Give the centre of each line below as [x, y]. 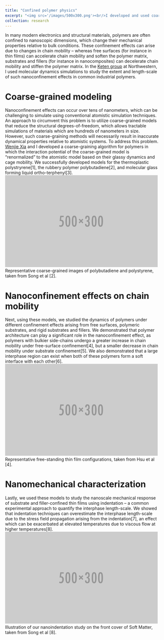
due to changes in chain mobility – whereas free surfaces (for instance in [78, 51]
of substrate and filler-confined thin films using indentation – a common [77, 503]
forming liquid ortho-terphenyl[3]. [39, 173]
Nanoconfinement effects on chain [77, 296]
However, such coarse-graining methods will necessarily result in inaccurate [82, 136]
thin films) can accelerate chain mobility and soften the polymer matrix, [77, 56]
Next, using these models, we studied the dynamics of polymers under [76, 320]
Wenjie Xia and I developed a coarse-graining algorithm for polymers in [77, 147]
